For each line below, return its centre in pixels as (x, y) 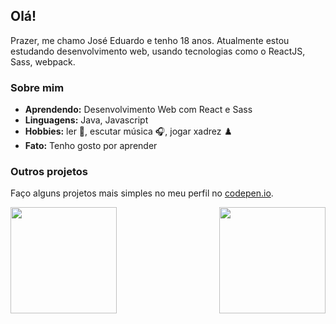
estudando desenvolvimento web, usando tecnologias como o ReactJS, (158, 51)
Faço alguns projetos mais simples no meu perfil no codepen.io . (142, 193)
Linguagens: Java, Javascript (86, 120)
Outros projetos (49, 172)
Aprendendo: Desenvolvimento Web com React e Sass (138, 110)
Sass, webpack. (43, 61)
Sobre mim (37, 87)
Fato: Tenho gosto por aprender (91, 146)
